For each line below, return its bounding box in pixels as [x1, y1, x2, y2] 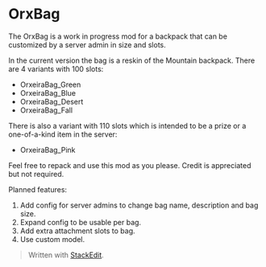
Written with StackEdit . [27, 250, 105, 260]
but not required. [8, 169, 64, 179]
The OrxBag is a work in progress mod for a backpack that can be [8, 31, 228, 41]
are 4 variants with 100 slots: [8, 64, 104, 73]
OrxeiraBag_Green [19, 80, 81, 89]
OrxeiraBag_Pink [19, 145, 76, 154]
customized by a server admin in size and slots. [8, 39, 167, 49]
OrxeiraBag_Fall [19, 105, 73, 115]
